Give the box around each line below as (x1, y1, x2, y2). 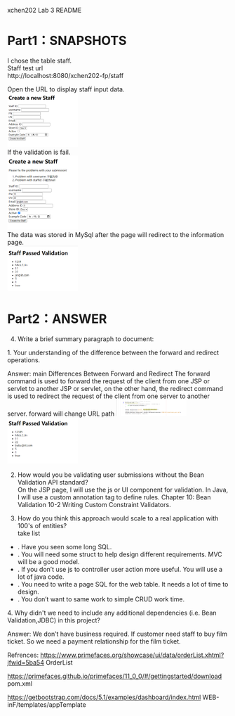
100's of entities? (17, 521, 67, 530)
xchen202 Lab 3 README (7, 6, 82, 14)
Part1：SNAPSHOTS (7, 33, 127, 49)
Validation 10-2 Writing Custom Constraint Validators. (17, 500, 171, 509)
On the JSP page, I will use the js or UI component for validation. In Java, (17, 485, 229, 494)
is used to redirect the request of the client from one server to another (7, 392, 210, 400)
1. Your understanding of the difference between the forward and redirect (7, 348, 220, 357)
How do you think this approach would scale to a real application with (17, 513, 219, 523)
